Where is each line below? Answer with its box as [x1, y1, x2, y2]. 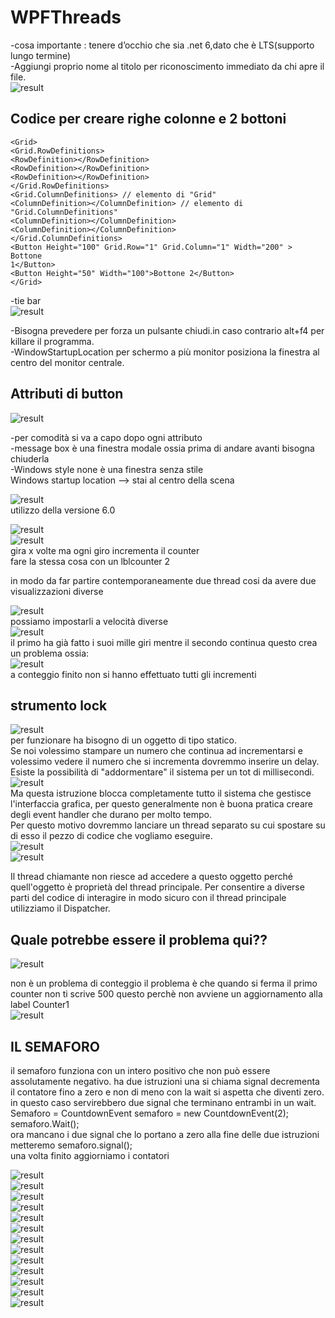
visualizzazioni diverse [10, 585, 104, 597]
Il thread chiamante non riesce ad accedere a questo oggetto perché [10, 871, 293, 883]
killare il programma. [10, 335, 95, 347]
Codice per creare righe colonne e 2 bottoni [10, 111, 287, 128]
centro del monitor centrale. [10, 356, 125, 368]
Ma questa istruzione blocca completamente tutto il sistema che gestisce [10, 787, 312, 800]
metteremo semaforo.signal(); [10, 1139, 133, 1151]
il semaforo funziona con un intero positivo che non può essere [10, 1065, 271, 1076]
